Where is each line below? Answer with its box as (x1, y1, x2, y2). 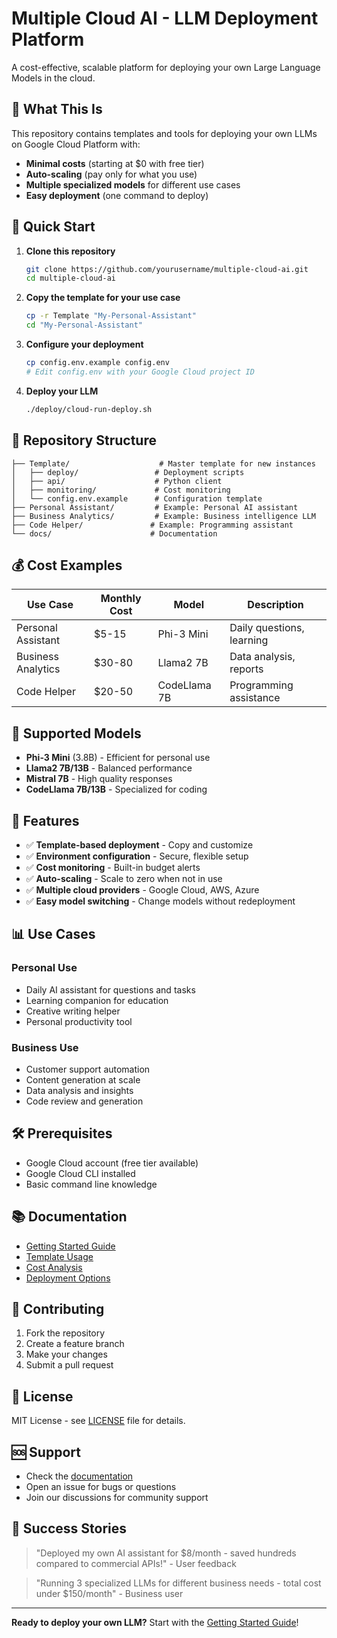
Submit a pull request (25, 1359, 114, 1371)
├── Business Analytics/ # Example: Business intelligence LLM (11, 511, 316, 521)
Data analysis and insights (25, 1084, 134, 1096)
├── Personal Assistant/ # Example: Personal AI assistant (11, 502, 299, 512)
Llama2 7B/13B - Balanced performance (25, 762, 193, 774)
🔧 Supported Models (11, 725, 142, 742)
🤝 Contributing (11, 1300, 105, 1317)
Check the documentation (25, 1470, 134, 1482)
